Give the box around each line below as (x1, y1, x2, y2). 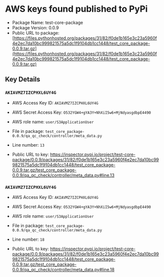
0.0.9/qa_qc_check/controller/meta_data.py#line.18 (12, 266, 115, 272)
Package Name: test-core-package (12, 20, 83, 25)
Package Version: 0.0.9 (12, 24, 59, 30)
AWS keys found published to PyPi (5, 3, 148, 15)
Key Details (5, 75, 41, 84)
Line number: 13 (12, 142, 45, 148)
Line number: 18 (12, 236, 45, 242)
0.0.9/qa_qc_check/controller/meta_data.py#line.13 (12, 172, 115, 178)
